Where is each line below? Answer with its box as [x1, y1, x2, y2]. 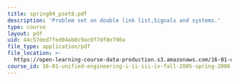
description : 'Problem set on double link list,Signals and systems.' [7, 17, 221, 24]
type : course [7, 23, 46, 30]
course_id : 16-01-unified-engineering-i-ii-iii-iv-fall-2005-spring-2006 [7, 63, 231, 70]
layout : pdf [7, 30, 43, 37]
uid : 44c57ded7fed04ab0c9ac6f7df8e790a [7, 37, 126, 44]
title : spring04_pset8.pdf [7, 10, 87, 18]
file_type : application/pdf [7, 43, 91, 50]
